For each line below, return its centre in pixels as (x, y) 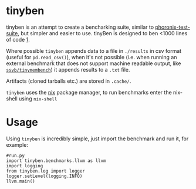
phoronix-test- (173, 27)
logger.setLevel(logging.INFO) (44, 176)
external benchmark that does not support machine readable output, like (94, 63)
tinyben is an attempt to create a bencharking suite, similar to (80, 27)
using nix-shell (38, 99)
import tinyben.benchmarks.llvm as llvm (56, 161)
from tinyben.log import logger (45, 171)
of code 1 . (18, 39)
